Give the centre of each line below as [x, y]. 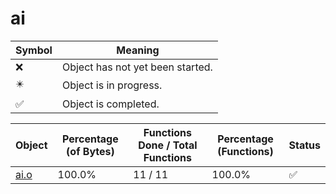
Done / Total [168, 145]
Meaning [138, 50]
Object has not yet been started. [137, 67]
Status [304, 145]
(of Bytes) [90, 151]
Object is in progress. [112, 85]
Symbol [34, 50]
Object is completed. [110, 104]
